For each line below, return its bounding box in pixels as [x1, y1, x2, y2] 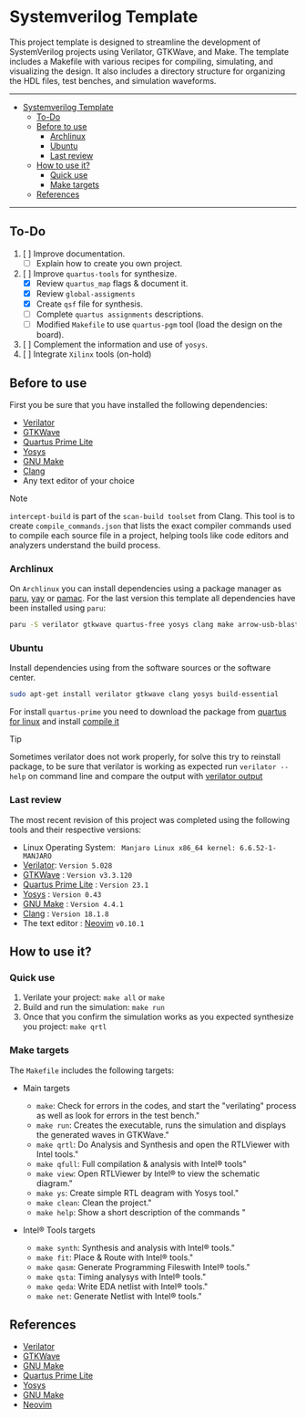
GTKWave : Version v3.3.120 [22, 869, 133, 880]
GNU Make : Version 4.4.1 [22, 898, 125, 909]
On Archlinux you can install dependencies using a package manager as [9, 583, 282, 594]
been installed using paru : [9, 602, 107, 613]
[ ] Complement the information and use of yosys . [22, 339, 208, 350]
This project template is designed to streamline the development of [9, 36, 261, 47]
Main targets [22, 1082, 71, 1093]
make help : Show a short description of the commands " [36, 1206, 246, 1217]
